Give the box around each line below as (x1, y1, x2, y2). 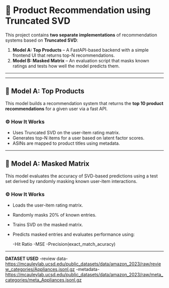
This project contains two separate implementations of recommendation (5, 32, 157, 38)
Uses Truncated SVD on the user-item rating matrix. (12, 130, 120, 136)
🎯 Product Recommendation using (5, 5, 151, 16)
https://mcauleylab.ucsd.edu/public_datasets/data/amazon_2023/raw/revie (5, 261, 161, 267)
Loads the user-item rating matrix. (12, 202, 83, 208)
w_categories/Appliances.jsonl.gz (5, 266, 75, 272)
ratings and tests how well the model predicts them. (12, 63, 120, 69)
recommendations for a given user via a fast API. (5, 106, 108, 112)
